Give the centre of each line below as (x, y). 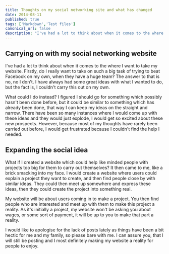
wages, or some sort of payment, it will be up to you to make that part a (79, 215)
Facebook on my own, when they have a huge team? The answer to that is (82, 76)
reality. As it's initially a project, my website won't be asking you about (78, 209)
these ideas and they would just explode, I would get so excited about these (84, 118)
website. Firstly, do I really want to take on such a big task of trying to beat (83, 71)
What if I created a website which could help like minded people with (77, 162)
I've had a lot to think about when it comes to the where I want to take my (81, 65)
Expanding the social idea (47, 150)
